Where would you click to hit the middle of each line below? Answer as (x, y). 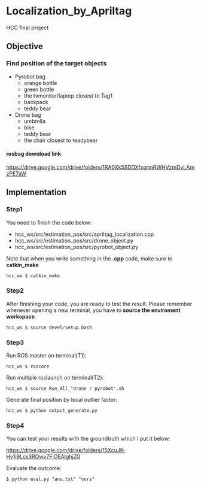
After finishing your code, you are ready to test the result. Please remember (99, 304)
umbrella (35, 121)
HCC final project (28, 28)
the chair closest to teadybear (61, 140)
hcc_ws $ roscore (28, 366)
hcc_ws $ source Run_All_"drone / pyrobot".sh (65, 389)
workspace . (21, 316)
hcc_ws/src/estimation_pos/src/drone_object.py (74, 240)
